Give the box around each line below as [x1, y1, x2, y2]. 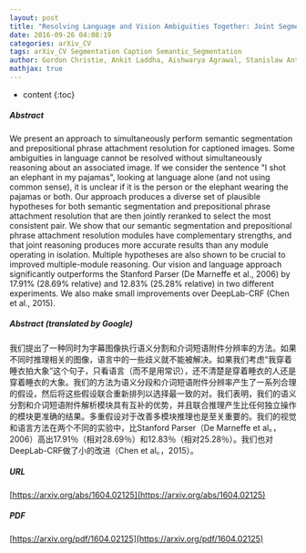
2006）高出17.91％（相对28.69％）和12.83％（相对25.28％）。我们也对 [9, 434, 273, 445]
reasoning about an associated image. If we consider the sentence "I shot [9, 161, 286, 173]
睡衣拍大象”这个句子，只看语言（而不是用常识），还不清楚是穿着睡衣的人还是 [9, 365, 297, 376]
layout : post [9, 13, 59, 23]
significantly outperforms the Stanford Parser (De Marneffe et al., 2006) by [9, 268, 291, 279]
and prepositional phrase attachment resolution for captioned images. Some [9, 142, 295, 153]
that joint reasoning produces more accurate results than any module [9, 239, 269, 251]
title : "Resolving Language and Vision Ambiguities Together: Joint [9, 22, 275, 31]
